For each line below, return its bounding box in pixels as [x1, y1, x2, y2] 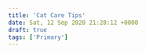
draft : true [8, 26, 47, 34]
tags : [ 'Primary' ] [8, 33, 68, 41]
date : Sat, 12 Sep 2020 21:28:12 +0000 [8, 19, 139, 26]
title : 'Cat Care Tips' [8, 11, 86, 19]
